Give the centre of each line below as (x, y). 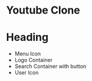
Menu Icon (28, 54)
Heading (27, 38)
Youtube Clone (43, 10)
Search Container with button (50, 66)
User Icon (27, 73)
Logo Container (34, 60)
